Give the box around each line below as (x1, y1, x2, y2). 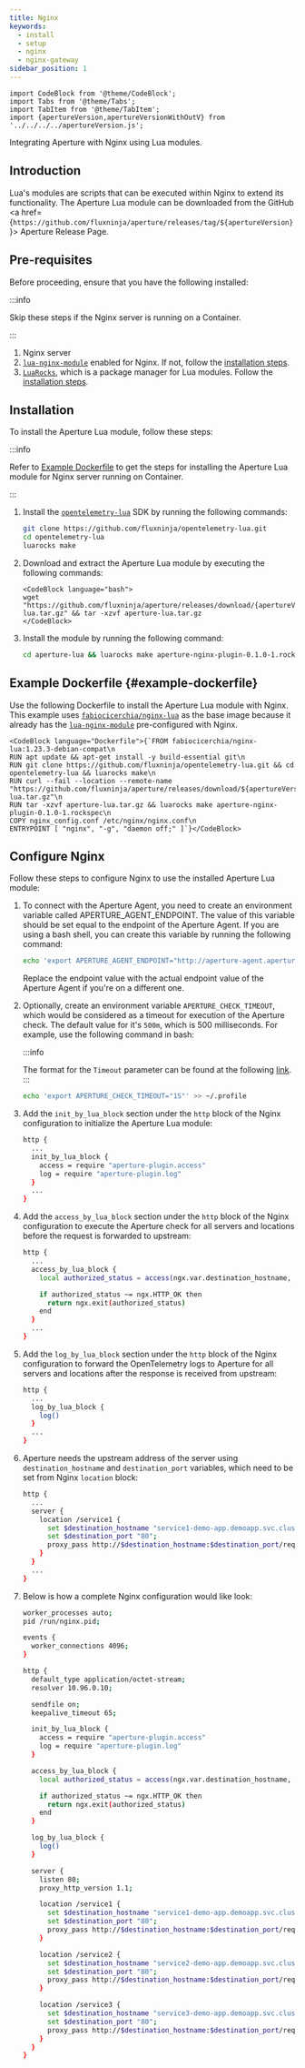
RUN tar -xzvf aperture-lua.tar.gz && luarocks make (9, 800, 213, 810)
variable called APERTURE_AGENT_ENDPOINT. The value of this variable (22, 910, 295, 921)
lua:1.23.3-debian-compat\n (9, 744, 116, 753)
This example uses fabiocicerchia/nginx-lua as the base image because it (9, 709, 291, 720)
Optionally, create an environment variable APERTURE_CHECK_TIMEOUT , (22, 1000, 275, 1011)
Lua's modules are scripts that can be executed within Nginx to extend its (9, 187, 284, 198)
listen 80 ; (39, 1875, 81, 1884)
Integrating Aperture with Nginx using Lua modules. (9, 136, 202, 147)
